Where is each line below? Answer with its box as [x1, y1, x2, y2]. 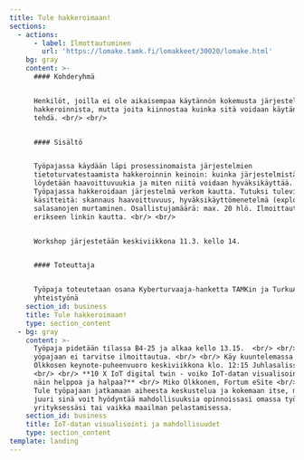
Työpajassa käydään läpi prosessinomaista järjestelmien [33, 162, 253, 171]
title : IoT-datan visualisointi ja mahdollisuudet [25, 420, 221, 429]
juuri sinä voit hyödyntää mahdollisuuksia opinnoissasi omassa [33, 395, 281, 404]
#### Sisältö [33, 138, 83, 147]
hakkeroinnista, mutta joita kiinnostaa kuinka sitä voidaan [33, 105, 270, 114]
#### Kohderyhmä [33, 72, 95, 81]
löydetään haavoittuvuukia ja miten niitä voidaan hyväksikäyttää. [33, 178, 294, 188]
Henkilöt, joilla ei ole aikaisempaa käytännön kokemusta [33, 96, 257, 105]
